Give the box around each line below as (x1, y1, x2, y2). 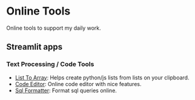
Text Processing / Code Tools (6, 60, 94, 68)
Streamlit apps (6, 42, 63, 52)
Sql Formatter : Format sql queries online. (15, 87, 117, 94)
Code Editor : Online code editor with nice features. (15, 80, 142, 87)
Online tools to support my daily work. (6, 24, 101, 32)
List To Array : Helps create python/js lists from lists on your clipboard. (15, 74, 190, 81)
